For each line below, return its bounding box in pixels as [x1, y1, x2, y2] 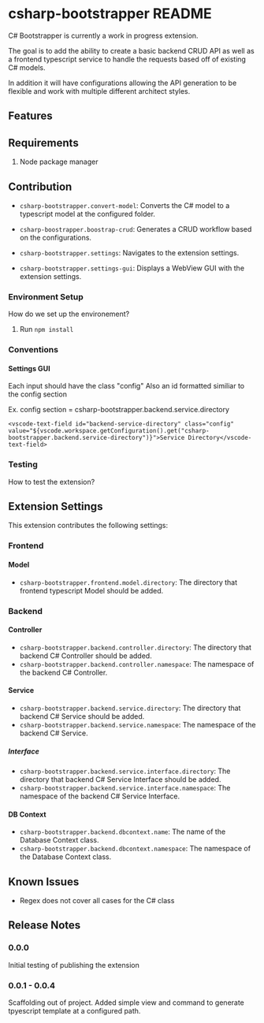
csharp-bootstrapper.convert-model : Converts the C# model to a [19, 200, 230, 210]
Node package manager [19, 157, 99, 166]
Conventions [8, 344, 59, 355]
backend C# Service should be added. [19, 711, 145, 721]
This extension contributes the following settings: [8, 521, 168, 530]
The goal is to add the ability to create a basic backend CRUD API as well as [8, 46, 255, 55]
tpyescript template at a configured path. [8, 1006, 141, 1015]
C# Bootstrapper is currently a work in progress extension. [8, 31, 199, 40]
